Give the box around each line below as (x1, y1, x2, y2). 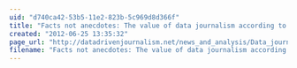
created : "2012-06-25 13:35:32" (9, 29, 128, 38)
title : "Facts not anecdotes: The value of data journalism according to (9, 21, 287, 30)
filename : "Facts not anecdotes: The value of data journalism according (9, 46, 287, 55)
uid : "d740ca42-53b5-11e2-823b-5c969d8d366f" (9, 12, 179, 22)
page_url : (9, 37, 46, 47)
